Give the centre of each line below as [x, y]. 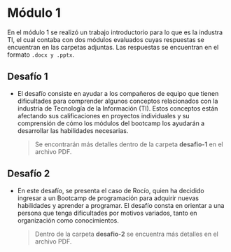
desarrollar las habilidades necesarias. [73, 130]
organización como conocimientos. [68, 220]
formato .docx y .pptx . [41, 55]
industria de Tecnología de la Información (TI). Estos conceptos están [118, 108]
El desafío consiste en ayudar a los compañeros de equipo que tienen [118, 93]
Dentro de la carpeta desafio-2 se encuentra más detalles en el [127, 234]
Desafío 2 [29, 174]
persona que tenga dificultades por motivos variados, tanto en [107, 213]
